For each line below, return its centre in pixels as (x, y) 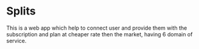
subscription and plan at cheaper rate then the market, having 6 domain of (100, 34)
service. (16, 41)
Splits (21, 11)
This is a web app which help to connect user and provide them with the (97, 28)
